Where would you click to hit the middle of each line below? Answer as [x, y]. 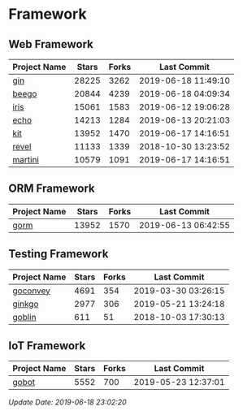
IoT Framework [47, 346]
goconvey [32, 291]
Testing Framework [59, 254]
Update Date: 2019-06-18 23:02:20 [68, 402]
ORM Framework [52, 189]
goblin [24, 317]
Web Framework [51, 44]
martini [26, 160]
